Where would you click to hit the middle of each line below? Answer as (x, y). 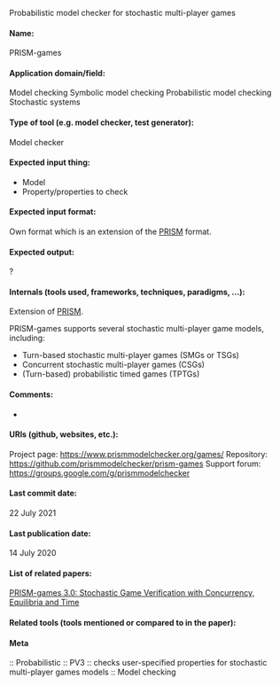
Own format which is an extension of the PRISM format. (110, 232)
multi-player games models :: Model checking (93, 672)
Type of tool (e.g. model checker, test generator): (102, 122)
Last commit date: (43, 493)
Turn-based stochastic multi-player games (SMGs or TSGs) (130, 355)
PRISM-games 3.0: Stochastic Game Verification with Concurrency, (132, 593)
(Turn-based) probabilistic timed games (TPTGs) (111, 374)
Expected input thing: (50, 162)
